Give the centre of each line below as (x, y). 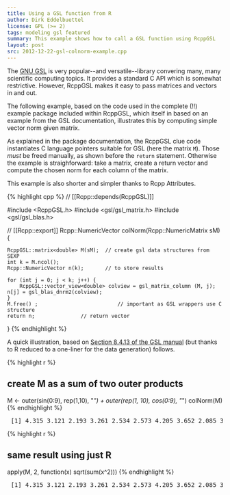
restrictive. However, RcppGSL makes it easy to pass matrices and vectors (112, 85)
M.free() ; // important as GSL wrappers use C (115, 304)
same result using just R (59, 455)
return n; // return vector (68, 316)
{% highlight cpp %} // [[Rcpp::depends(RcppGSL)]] (80, 196)
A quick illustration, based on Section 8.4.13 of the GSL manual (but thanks (112, 342)
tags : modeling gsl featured (49, 32)
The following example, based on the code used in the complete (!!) (102, 106)
